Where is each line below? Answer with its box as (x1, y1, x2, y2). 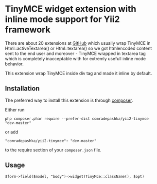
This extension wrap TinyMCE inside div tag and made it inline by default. (5, 70, 152, 76)
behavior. (5, 61, 24, 67)
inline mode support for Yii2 (5, 14, 120, 25)
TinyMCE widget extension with (5, 3, 137, 15)
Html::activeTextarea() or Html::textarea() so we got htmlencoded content (5, 45, 152, 51)
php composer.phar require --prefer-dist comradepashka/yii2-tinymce (5, 116, 149, 121)
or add (5, 129, 18, 135)
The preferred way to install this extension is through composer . (5, 97, 133, 103)
